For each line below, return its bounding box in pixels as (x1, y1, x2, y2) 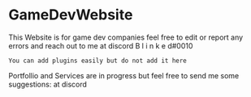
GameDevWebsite (8, 6, 133, 24)
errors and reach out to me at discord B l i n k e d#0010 (8, 40, 193, 50)
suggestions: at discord (8, 79, 88, 89)
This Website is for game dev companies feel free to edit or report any (8, 32, 244, 42)
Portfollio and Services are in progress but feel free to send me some (8, 70, 240, 80)
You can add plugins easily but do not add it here (8, 57, 187, 65)
